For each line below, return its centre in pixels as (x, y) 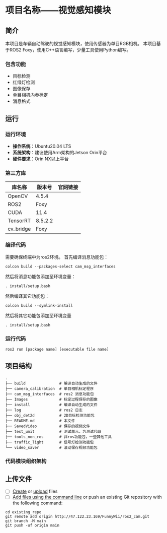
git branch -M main (26, 521)
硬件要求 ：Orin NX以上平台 (40, 159)
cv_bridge (19, 229)
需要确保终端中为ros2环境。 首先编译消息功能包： (57, 257)
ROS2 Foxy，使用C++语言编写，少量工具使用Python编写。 (70, 50)
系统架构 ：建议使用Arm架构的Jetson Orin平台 (60, 152)
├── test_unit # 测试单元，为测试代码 (53, 431)
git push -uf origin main (32, 525)
